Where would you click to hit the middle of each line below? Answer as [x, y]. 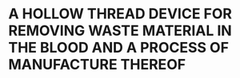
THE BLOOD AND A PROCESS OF [119, 48]
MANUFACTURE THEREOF [97, 65]
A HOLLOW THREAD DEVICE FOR [120, 14]
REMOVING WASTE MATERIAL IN [120, 31]
